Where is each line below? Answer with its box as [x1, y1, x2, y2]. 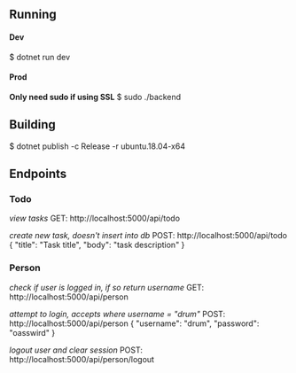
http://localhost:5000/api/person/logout [9, 354, 155, 364]
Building [9, 117, 56, 132]
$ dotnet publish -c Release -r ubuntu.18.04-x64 [9, 141, 186, 152]
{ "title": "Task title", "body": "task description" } [9, 239, 185, 251]
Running [9, 7, 58, 22]
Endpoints [9, 167, 67, 181]
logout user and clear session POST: [9, 345, 144, 355]
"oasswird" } [9, 327, 56, 338]
